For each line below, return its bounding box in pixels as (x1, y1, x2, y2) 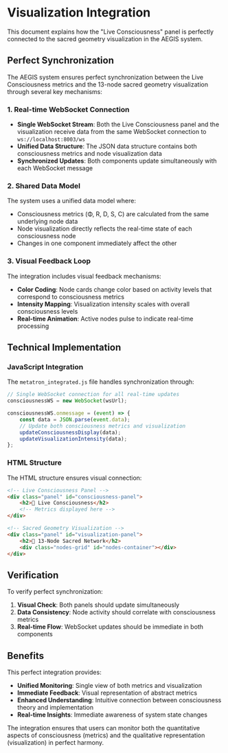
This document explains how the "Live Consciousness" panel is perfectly (7, 27, 214, 36)
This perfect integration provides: (7, 668, 102, 676)
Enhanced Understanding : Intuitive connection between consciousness (16, 696, 222, 704)
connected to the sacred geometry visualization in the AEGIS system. (7, 34, 203, 43)
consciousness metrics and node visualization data (16, 150, 163, 158)
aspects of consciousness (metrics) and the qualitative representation (7, 731, 205, 739)
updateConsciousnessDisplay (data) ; (19, 429, 122, 436)
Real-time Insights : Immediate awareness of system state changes (16, 710, 208, 719)
